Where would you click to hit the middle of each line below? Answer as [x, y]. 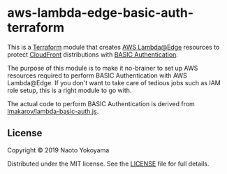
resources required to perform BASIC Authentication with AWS [97, 75]
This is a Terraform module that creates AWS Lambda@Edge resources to [113, 47]
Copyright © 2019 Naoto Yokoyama [58, 150]
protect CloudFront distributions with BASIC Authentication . [93, 55]
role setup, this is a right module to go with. [69, 90]
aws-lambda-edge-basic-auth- [101, 13]
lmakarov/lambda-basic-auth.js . [53, 111]
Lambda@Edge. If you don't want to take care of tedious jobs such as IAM [114, 82]
